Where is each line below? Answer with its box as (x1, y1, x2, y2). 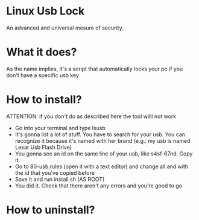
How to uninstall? (6, 203, 95, 216)
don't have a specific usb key (6, 71, 80, 79)
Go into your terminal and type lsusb (14, 124, 106, 131)
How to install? (6, 93, 83, 107)
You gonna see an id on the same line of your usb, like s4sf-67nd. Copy (14, 149, 193, 157)
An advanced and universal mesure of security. (6, 24, 124, 31)
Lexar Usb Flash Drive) (14, 143, 72, 151)
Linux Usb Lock (6, 4, 85, 18)
